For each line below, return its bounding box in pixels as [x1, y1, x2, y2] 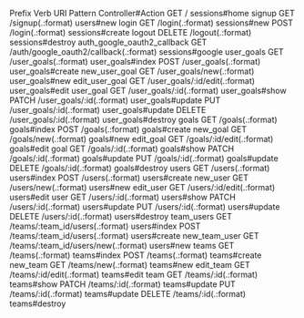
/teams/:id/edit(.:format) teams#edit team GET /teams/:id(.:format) [9, 269, 258, 280]
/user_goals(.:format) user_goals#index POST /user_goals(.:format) [9, 56, 261, 67]
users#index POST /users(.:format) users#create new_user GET [9, 172, 248, 183]
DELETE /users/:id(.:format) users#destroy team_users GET [9, 211, 232, 221]
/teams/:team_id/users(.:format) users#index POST [9, 221, 201, 231]
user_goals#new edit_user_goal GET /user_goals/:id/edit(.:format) [9, 76, 256, 86]
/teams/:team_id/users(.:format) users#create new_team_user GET [9, 231, 259, 241]
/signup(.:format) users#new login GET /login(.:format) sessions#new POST [9, 17, 294, 28]
